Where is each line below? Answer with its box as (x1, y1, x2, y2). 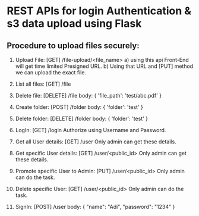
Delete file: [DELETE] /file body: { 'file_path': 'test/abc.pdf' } (15, 92, 162, 99)
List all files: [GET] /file (15, 80, 71, 87)
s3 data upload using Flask (7, 17, 142, 30)
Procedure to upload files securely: (7, 40, 140, 51)
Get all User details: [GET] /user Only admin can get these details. (15, 138, 177, 145)
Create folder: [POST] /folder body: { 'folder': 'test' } (15, 104, 143, 111)
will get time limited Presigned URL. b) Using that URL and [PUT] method (15, 62, 194, 70)
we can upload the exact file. (15, 69, 87, 76)
